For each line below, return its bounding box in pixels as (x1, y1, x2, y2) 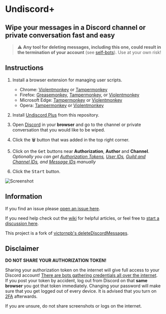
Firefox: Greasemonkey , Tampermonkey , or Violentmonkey (19, 92, 140, 98)
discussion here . (5, 220, 39, 226)
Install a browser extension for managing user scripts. (12, 77, 122, 83)
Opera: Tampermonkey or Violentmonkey (19, 102, 104, 108)
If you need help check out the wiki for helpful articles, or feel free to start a (5, 215, 160, 221)
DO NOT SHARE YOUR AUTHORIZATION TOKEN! (5, 257, 107, 263)
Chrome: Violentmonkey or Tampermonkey (19, 86, 108, 92)
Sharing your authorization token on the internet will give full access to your (5, 267, 160, 273)
